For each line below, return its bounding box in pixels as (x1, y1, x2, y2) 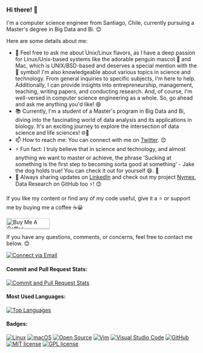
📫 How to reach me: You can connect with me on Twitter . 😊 (15, 136, 167, 144)
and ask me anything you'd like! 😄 (15, 101, 102, 108)
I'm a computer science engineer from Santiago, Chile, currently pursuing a (6, 19, 195, 27)
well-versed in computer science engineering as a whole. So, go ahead (15, 94, 193, 102)
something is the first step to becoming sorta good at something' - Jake (15, 161, 195, 168)
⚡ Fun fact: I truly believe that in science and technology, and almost (15, 146, 186, 153)
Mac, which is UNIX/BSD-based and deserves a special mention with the (15, 62, 197, 69)
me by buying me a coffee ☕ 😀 (6, 204, 84, 211)
